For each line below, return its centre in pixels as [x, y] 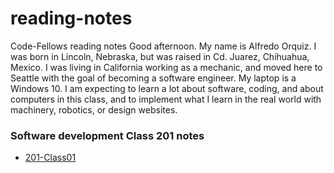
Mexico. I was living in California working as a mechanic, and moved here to [166, 67]
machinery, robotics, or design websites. [94, 109]
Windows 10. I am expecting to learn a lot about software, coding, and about [167, 88]
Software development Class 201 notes [107, 135]
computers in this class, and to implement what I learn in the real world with [166, 99]
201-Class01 [50, 158]
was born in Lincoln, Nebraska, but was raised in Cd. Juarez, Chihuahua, [160, 56]
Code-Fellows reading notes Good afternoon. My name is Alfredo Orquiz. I [163, 46]
